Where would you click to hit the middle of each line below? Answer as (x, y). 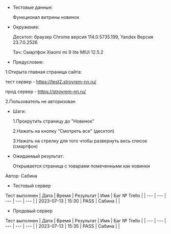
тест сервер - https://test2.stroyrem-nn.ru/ (51, 82)
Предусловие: (28, 62)
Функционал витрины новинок (46, 17)
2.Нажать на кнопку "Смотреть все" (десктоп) (64, 131)
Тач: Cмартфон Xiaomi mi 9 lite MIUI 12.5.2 (58, 52)
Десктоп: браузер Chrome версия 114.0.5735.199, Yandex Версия (83, 37)
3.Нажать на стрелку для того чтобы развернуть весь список (80, 141)
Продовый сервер (32, 211)
